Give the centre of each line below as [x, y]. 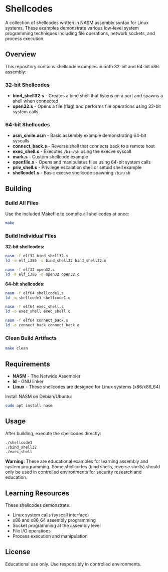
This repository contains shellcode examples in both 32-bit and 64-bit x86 [82, 66]
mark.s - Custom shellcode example [50, 157]
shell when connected [35, 101]
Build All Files [22, 203]
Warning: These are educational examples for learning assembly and [77, 461]
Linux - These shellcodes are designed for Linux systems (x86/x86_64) [86, 387]
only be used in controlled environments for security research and [73, 472]
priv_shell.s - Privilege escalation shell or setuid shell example [77, 167]
